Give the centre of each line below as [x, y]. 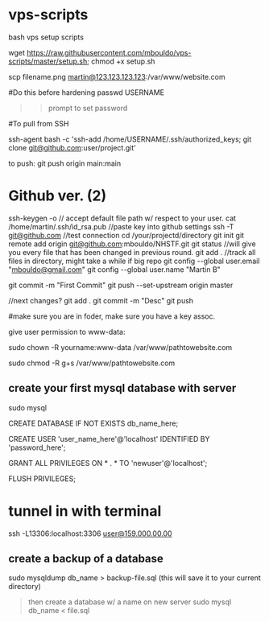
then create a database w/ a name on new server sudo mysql [130, 602]
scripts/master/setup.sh [48, 61]
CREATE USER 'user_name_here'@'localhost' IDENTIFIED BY [109, 439]
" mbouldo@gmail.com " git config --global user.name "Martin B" [115, 269]
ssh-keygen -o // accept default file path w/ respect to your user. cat [122, 218]
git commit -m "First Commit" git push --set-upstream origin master [121, 285]
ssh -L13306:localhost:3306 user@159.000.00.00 [90, 533]
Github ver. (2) [58, 196]
